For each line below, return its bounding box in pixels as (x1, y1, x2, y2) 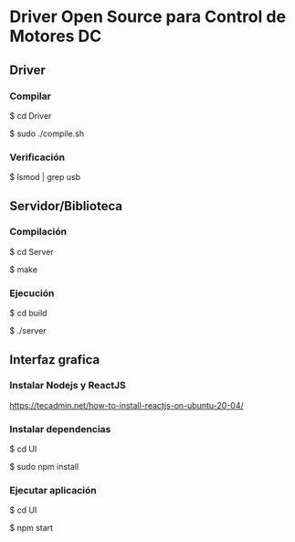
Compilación (9, 226, 68, 239)
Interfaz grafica (9, 352, 100, 367)
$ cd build (9, 308, 47, 319)
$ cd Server (9, 246, 55, 257)
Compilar (9, 90, 52, 102)
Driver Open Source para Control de (9, 6, 286, 27)
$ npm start (9, 523, 53, 534)
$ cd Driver (9, 110, 52, 121)
